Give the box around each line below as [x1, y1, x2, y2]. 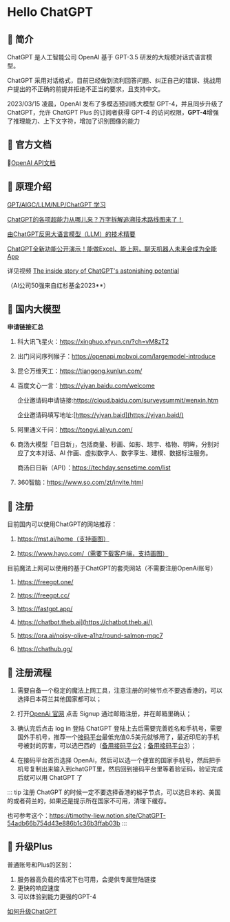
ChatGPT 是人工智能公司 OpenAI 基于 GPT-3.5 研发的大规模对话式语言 [7, 53, 207, 61]
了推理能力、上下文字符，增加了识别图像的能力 [7, 117, 140, 125]
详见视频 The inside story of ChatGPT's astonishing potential [7, 267, 180, 275]
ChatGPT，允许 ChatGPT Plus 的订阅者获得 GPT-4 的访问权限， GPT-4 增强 [7, 108, 219, 116]
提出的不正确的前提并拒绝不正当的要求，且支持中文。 [12, 85, 164, 93]
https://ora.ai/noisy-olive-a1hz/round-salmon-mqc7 [17, 631, 163, 640]
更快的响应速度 [17, 883, 60, 892]
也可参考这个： [7, 811, 50, 820]
